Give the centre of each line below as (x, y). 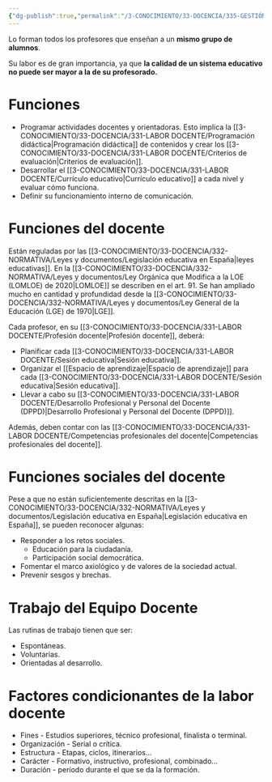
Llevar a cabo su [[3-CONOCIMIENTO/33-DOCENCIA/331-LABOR (130, 394)
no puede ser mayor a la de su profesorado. (83, 72)
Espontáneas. (43, 646)
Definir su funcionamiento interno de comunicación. (107, 196)
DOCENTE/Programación (213, 135)
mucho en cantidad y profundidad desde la (80, 294)
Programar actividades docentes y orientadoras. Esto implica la (126, 127)
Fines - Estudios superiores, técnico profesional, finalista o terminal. (134, 735)
